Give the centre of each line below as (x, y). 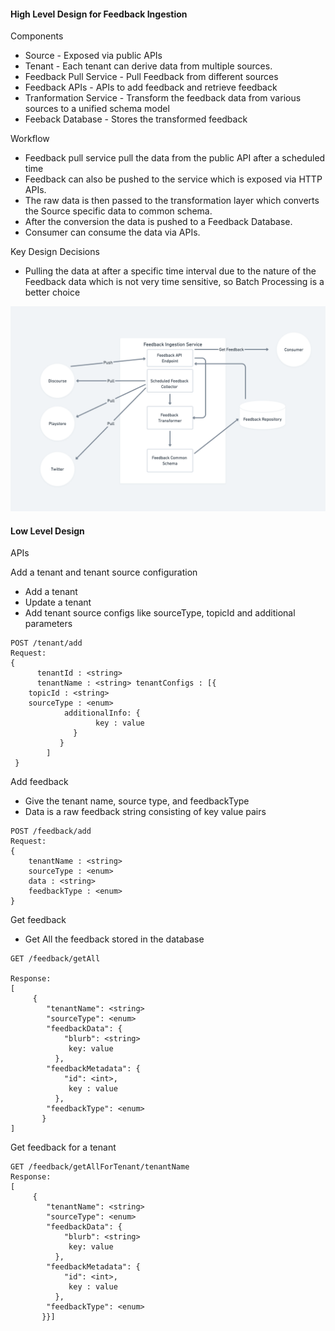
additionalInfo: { (102, 713)
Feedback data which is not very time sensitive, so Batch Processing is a (174, 282)
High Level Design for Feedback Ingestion (99, 14)
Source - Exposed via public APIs (93, 56)
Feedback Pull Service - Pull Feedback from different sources (151, 77)
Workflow (30, 139)
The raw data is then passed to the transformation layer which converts (172, 201)
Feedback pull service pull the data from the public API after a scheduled (175, 158)
